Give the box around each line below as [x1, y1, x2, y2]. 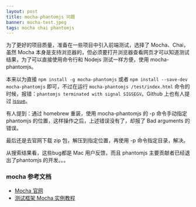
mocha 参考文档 [6, 173, 51, 181]
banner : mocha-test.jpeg [6, 19, 67, 25]
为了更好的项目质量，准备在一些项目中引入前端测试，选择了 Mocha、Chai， [6, 41, 189, 48]
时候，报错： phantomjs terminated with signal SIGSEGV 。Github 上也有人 [6, 90, 185, 97]
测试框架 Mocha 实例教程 [14, 194, 75, 201]
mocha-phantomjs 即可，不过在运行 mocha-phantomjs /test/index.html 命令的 [6, 83, 190, 90]
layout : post [6, 8, 38, 15]
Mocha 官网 [14, 187, 43, 194]
